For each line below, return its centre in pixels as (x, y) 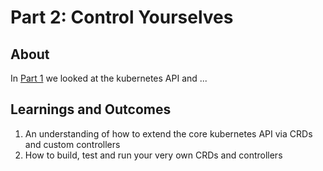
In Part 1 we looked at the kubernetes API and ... (109, 78)
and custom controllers (72, 144)
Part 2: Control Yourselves (122, 17)
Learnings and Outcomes (91, 109)
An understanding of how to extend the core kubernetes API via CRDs (168, 133)
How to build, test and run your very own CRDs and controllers (153, 155)
